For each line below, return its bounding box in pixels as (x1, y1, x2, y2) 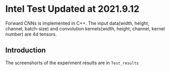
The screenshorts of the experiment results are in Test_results (5, 60, 139, 66)
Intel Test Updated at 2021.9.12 (5, 3, 140, 15)
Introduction (5, 46, 46, 55)
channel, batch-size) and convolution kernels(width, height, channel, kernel (5, 25, 165, 31)
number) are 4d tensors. (5, 31, 57, 37)
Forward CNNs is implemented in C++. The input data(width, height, (5, 20, 149, 26)
